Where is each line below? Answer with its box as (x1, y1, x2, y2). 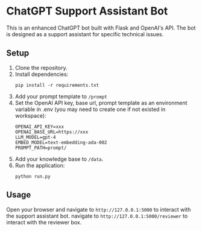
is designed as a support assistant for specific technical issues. (6, 30, 164, 37)
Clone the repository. (14, 64, 68, 71)
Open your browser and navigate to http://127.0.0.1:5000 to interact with (6, 206, 191, 213)
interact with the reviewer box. (6, 218, 82, 226)
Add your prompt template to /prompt (14, 92, 107, 100)
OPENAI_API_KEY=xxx (14, 124, 65, 130)
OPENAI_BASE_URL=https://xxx (14, 128, 89, 135)
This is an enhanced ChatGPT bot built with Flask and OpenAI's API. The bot (6, 24, 196, 31)
